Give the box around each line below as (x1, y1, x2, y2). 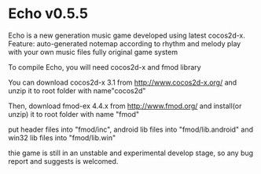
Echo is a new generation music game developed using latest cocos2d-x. (8, 31, 246, 40)
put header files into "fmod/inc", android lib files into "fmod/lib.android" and (8, 125, 254, 134)
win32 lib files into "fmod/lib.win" (8, 132, 116, 142)
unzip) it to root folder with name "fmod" (8, 109, 140, 118)
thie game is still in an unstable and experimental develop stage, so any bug (8, 148, 254, 158)
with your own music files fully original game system (8, 47, 178, 56)
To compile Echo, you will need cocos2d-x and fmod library (8, 62, 202, 71)
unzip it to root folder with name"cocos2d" (8, 85, 146, 95)
